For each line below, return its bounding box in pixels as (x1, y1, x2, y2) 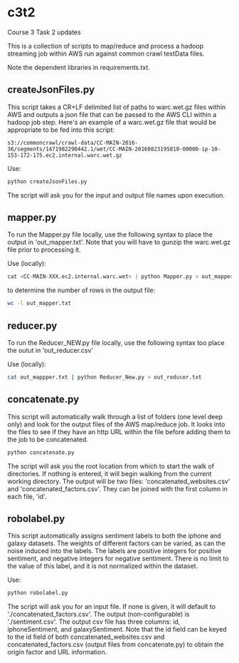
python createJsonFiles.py (7, 178, 87, 185)
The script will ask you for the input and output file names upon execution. (7, 190, 225, 200)
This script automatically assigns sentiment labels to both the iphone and (7, 532, 222, 540)
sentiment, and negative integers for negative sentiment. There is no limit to (7, 554, 229, 563)
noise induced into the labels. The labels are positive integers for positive (7, 547, 222, 555)
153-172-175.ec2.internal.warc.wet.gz (7, 151, 122, 159)
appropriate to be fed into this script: (7, 125, 115, 134)
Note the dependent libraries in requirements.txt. (7, 63, 151, 71)
